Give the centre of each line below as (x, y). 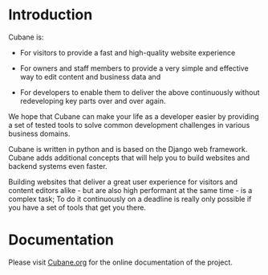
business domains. (39, 133)
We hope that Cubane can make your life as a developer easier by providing (134, 116)
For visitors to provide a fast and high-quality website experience (128, 52)
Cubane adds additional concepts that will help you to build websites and (129, 158)
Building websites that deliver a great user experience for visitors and (123, 182)
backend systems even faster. (58, 166)
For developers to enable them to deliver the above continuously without (140, 92)
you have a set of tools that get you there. (77, 207)
